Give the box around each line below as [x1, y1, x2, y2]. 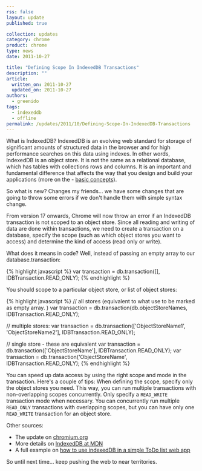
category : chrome [6, 37, 50, 43]
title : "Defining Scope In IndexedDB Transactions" [6, 64, 139, 70]
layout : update [6, 15, 45, 21]
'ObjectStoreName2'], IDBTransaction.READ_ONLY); [6, 329, 136, 336]
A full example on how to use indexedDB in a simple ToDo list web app [15, 446, 191, 454]
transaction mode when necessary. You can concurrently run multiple [6, 397, 180, 404]
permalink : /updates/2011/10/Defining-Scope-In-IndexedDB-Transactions [6, 120, 191, 127]
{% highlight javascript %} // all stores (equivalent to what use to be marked [6, 298, 195, 305]
